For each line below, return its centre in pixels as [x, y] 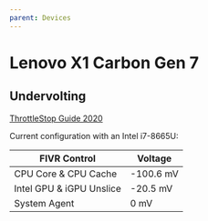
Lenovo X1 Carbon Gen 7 [104, 62]
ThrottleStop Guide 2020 [56, 118]
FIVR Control [68, 158]
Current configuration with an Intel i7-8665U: [94, 136]
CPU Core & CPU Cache [66, 174]
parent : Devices [40, 18]
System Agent [44, 203]
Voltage [154, 158]
